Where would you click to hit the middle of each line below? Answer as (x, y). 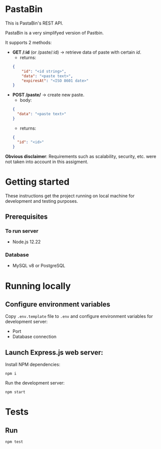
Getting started (37, 182)
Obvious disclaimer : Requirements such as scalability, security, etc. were (81, 156)
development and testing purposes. (42, 201)
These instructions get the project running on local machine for (70, 196)
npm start (15, 392)
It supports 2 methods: (29, 42)
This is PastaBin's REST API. (34, 23)
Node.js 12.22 (26, 242)
